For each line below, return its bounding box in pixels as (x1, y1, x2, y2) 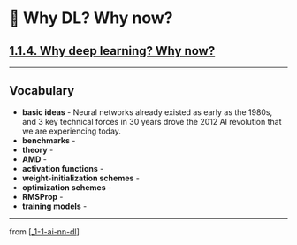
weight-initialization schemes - (21, 172, 140, 183)
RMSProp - (21, 191, 64, 202)
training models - (21, 201, 88, 211)
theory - (21, 144, 54, 155)
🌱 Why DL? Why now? (9, 8, 174, 28)
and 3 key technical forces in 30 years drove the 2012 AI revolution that (21, 116, 282, 126)
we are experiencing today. (21, 126, 122, 136)
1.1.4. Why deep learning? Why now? (9, 43, 216, 58)
